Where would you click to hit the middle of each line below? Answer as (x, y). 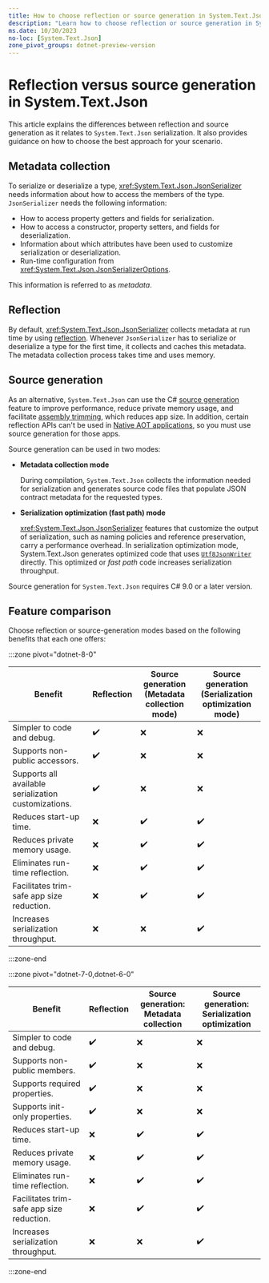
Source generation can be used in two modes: (84, 448)
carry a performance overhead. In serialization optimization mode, (129, 545)
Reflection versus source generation (132, 85)
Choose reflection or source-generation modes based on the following (125, 630)
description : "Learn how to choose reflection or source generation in (130, 23)
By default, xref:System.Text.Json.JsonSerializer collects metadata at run (129, 329)
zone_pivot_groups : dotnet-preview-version (82, 46)
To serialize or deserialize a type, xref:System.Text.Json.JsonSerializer (125, 186)
